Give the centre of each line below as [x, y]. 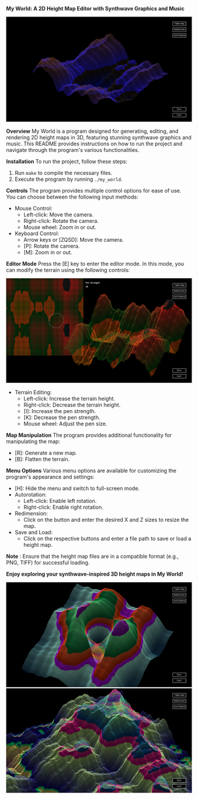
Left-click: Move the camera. [58, 215]
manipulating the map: [33, 441]
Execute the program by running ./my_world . [68, 179]
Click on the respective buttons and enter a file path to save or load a [107, 538]
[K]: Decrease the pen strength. [62, 417]
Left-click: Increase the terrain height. [69, 399]
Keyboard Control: [37, 233]
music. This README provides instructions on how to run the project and [94, 144]
